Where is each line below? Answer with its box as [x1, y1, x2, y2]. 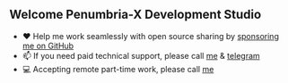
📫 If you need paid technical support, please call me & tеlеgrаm [22, 50, 260, 61]
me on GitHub [22, 40, 74, 51]
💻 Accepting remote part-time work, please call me [22, 63, 214, 74]
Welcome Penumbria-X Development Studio [9, 7, 262, 22]
